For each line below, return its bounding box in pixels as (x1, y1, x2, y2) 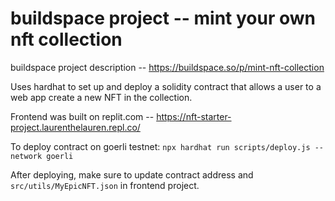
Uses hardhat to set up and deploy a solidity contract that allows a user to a (10, 80, 322, 92)
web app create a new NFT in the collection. (10, 91, 193, 103)
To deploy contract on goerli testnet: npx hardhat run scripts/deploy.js (10, 140, 311, 152)
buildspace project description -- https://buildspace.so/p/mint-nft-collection (10, 61, 325, 73)
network (10, 151, 43, 161)
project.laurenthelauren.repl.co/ (10, 121, 141, 133)
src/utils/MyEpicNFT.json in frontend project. (10, 179, 200, 191)
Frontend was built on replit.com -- (10, 110, 155, 122)
